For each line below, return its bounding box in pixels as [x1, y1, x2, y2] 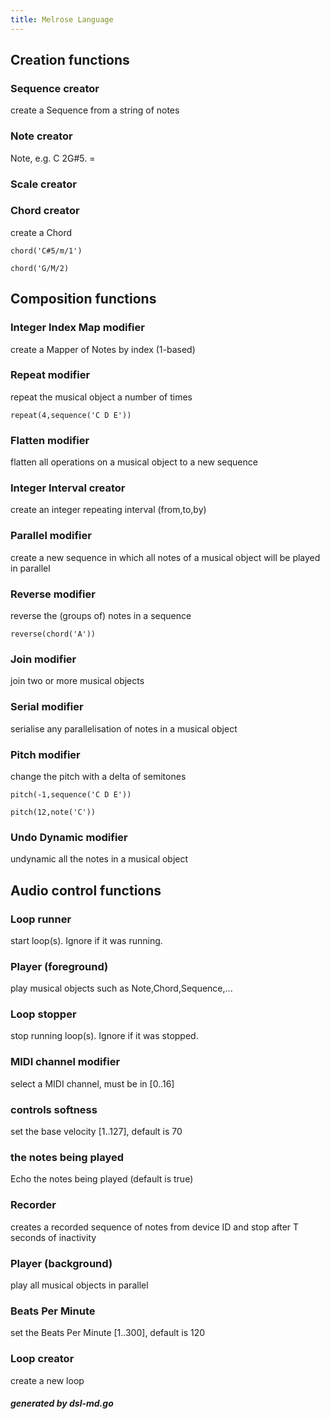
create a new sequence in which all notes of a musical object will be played [10, 551, 321, 563]
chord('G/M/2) [10, 263, 70, 273]
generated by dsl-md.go [10, 1397, 114, 1410]
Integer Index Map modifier [10, 321, 145, 335]
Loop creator [10, 1352, 75, 1366]
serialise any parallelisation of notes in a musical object [10, 722, 238, 735]
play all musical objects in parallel [10, 1279, 149, 1291]
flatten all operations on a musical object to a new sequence [10, 456, 258, 468]
